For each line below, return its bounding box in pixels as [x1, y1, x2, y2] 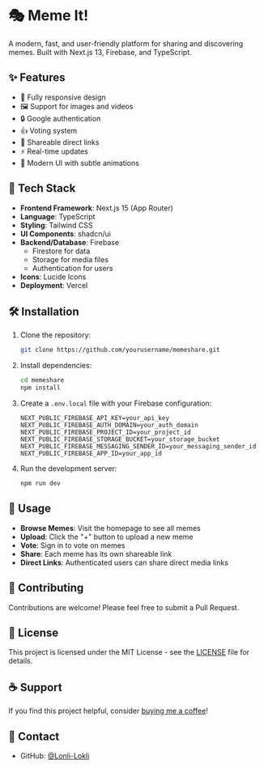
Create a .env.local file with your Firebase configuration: [19, 398, 212, 408]
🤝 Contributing [8, 581, 84, 595]
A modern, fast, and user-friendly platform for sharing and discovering [8, 38, 244, 49]
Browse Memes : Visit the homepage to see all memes [19, 523, 201, 533]
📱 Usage [8, 502, 51, 516]
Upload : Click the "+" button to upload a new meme [19, 532, 194, 541]
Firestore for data [32, 246, 91, 256]
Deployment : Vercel [19, 280, 88, 290]
